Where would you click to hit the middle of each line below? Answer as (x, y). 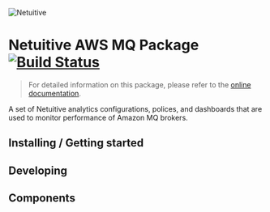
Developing (38, 170)
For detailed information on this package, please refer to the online (139, 84)
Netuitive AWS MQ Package (104, 45)
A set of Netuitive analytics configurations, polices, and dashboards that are (135, 108)
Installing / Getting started (76, 143)
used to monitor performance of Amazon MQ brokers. (98, 117)
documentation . (54, 93)
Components (42, 198)
